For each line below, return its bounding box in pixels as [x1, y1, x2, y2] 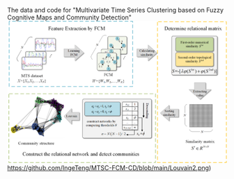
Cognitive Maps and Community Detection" [7, 13, 132, 22]
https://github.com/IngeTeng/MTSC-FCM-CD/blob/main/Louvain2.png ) [7, 164, 212, 172]
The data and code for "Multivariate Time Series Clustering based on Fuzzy [7, 6, 224, 14]
